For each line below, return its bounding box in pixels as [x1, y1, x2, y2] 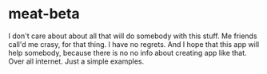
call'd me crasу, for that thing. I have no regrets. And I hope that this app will [8, 39, 260, 49]
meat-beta [8, 5, 80, 23]
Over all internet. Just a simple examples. [8, 56, 145, 66]
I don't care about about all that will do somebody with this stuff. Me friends [8, 31, 257, 41]
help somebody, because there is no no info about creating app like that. [8, 48, 247, 57]
